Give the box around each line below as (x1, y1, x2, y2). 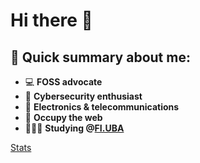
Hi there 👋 (10, 9, 93, 32)
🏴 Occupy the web (24, 112, 103, 123)
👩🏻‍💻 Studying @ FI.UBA (24, 122, 125, 134)
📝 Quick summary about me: (10, 49, 191, 66)
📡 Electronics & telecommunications (24, 101, 180, 113)
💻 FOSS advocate (24, 76, 103, 88)
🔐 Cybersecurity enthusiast (24, 90, 143, 102)
